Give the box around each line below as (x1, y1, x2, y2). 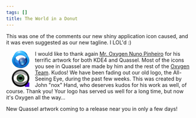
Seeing (35, 75, 52, 82)
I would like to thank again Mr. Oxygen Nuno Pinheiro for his (35, 50, 181, 57)
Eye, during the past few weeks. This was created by (53, 75, 182, 82)
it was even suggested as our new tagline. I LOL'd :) (6, 39, 132, 46)
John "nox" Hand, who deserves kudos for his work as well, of (35, 81, 187, 88)
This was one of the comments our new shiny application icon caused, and (6, 32, 188, 39)
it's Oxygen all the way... (6, 94, 66, 101)
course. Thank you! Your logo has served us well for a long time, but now (6, 87, 184, 95)
